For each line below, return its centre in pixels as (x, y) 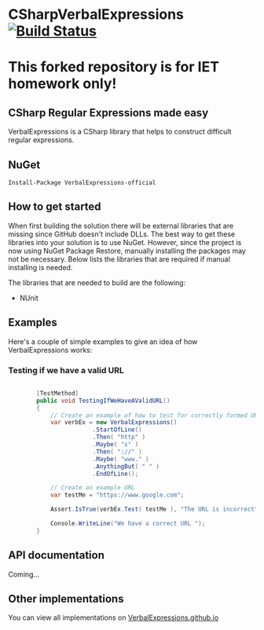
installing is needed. (40, 267)
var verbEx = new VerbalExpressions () (114, 423)
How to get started (55, 207)
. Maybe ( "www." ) (121, 459)
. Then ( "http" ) (119, 438)
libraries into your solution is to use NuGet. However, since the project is (125, 242)
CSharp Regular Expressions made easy (108, 113)
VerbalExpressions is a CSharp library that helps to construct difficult (120, 132)
